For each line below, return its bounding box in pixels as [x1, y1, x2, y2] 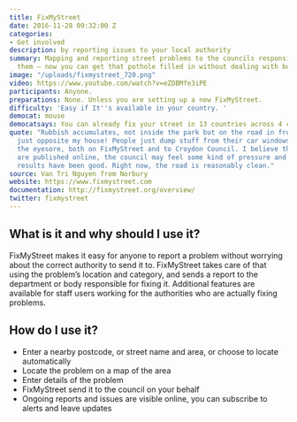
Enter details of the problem [21, 374, 124, 385]
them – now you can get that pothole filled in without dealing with [17, 63, 278, 72]
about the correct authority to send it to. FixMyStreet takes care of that [9, 259, 267, 270]
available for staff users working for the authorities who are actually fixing [9, 288, 278, 298]
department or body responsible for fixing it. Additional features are [9, 278, 255, 288]
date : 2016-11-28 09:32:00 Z [9, 21, 117, 30]
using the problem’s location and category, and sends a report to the [9, 269, 259, 280]
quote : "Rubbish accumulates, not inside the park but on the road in [9, 128, 275, 137]
